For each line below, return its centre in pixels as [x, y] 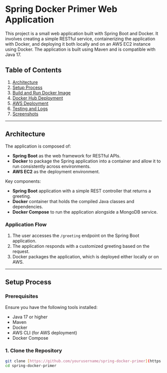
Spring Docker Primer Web [61, 9]
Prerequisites [22, 297]
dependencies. [28, 207]
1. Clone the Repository [34, 351]
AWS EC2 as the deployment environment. [56, 171]
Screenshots [25, 114]
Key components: [23, 181]
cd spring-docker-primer [31, 366]
